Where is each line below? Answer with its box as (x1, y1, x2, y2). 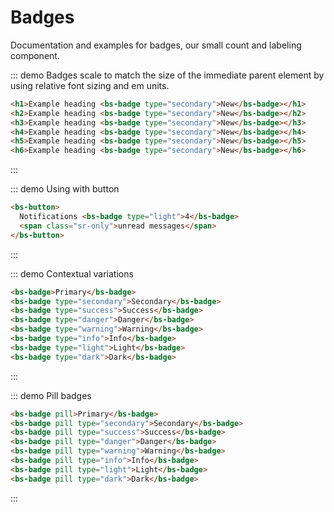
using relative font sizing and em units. (10, 79, 170, 91)
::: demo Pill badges (10, 389, 92, 401)
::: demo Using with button (10, 183, 120, 195)
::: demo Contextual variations (10, 267, 134, 280)
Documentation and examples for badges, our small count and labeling (10, 39, 302, 51)
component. (10, 49, 60, 61)
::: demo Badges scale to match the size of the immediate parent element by (10, 69, 325, 81)
